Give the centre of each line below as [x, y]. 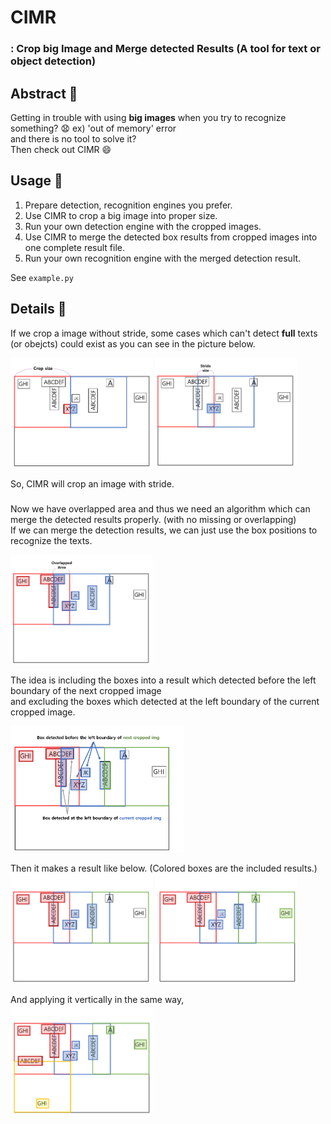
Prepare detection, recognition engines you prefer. [128, 205]
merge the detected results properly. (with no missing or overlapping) [153, 519]
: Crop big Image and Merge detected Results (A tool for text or [165, 49]
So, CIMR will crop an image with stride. [92, 483]
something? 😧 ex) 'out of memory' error [93, 128]
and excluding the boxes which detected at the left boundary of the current [165, 702]
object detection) [53, 61]
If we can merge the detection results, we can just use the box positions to [164, 530]
